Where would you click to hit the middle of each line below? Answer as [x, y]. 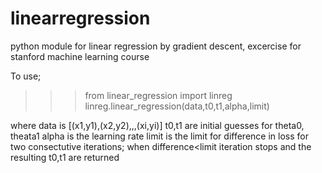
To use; [26, 76]
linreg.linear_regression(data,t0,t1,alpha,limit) [177, 106]
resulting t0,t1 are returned [65, 157]
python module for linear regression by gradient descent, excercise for [156, 46]
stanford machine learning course [80, 56]
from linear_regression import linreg [158, 95]
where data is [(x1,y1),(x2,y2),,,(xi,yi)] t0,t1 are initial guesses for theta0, [157, 125]
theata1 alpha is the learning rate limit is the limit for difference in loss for [159, 136]
